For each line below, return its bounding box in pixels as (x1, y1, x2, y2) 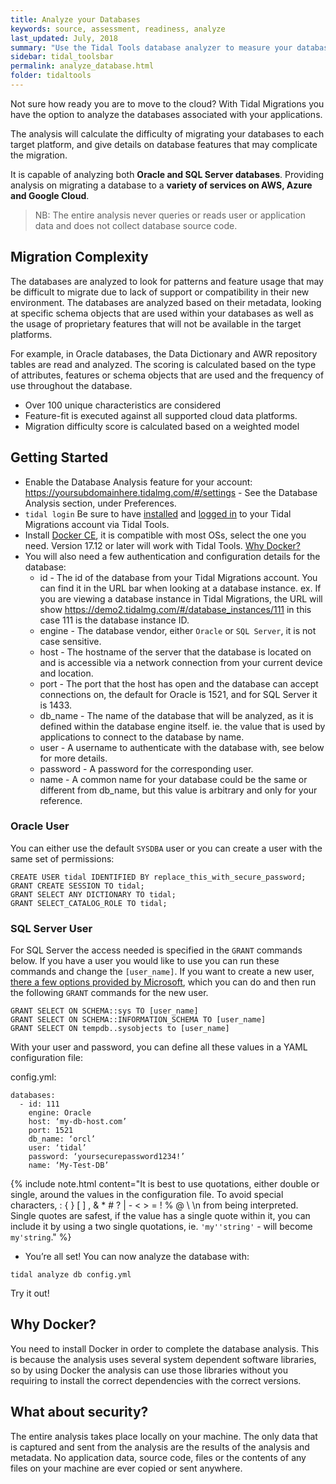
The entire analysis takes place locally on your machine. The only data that (10, 1430, 318, 1442)
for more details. (39, 752, 108, 764)
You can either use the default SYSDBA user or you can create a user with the (10, 842, 323, 854)
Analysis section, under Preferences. (24, 497, 177, 509)
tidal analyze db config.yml (10, 1270, 132, 1280)
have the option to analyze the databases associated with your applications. (10, 108, 323, 120)
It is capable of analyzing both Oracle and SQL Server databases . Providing (10, 168, 325, 180)
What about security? (10, 1404, 149, 1421)
